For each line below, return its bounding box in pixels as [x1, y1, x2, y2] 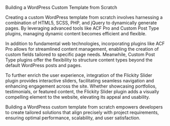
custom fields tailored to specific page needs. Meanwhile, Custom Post [5, 51, 155, 57]
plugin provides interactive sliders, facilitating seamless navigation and [5, 78, 154, 83]
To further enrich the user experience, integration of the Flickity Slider [5, 72, 153, 78]
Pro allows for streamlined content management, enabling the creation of [5, 46, 159, 52]
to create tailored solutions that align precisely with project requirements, [5, 110, 159, 115]
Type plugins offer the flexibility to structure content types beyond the [5, 57, 153, 63]
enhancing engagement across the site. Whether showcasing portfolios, [5, 83, 157, 89]
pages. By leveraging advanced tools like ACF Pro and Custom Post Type [5, 25, 159, 31]
